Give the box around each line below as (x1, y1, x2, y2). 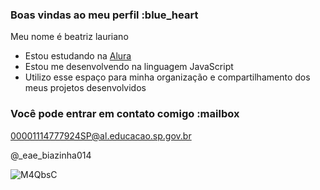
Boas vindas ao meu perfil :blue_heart (10, 8, 199, 22)
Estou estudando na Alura (24, 50, 132, 62)
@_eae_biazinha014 (10, 149, 92, 161)
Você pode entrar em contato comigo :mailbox (10, 107, 240, 121)
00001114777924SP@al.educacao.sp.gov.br (10, 129, 192, 142)
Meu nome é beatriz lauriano (10, 31, 129, 43)
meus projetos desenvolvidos (24, 82, 147, 94)
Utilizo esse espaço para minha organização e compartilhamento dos (24, 71, 311, 83)
